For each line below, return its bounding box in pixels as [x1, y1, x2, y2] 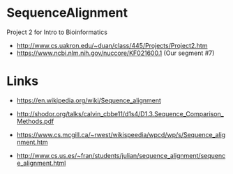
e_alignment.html [16, 159, 66, 167]
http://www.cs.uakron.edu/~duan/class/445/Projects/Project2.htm [16, 41, 208, 49]
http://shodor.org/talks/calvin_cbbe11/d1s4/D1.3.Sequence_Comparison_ [16, 109, 224, 118]
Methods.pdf [16, 117, 54, 125]
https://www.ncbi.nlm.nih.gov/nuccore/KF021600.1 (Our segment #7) [16, 49, 215, 57]
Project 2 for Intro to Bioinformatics [6, 28, 107, 36]
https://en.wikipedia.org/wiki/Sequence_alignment [16, 96, 162, 104]
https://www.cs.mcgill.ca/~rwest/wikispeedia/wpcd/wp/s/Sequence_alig [16, 130, 226, 139]
